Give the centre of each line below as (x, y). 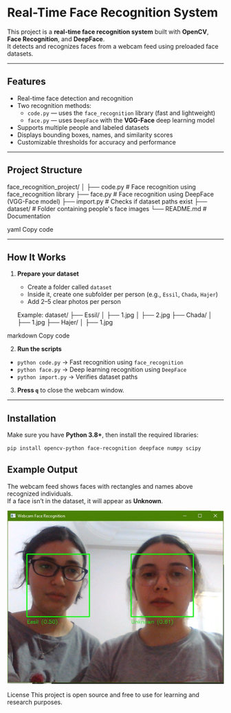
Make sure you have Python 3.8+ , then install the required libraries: (103, 435)
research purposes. (35, 702)
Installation (32, 418)
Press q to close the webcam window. (71, 391)
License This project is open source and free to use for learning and (103, 694)
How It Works (37, 257)
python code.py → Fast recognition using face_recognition (100, 362)
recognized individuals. (40, 494)
